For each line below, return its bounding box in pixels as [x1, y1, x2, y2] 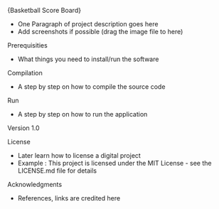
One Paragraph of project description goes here [17, 20, 159, 28]
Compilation [7, 69, 43, 77]
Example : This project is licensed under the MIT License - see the [17, 159, 212, 167]
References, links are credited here [17, 194, 121, 202]
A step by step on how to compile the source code [17, 82, 166, 91]
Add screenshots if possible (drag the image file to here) [17, 28, 183, 36]
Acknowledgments [7, 181, 63, 188]
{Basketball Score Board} [7, 6, 82, 14]
